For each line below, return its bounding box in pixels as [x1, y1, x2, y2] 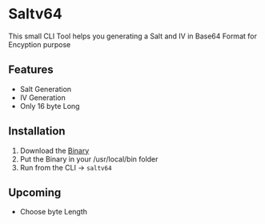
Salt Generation [19, 84, 72, 94]
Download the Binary [19, 146, 90, 155]
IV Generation [19, 93, 66, 102]
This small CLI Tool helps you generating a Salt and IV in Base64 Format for [8, 31, 258, 41]
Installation [8, 125, 66, 138]
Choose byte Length [19, 207, 88, 217]
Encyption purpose [8, 39, 71, 49]
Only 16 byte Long [19, 101, 80, 110]
